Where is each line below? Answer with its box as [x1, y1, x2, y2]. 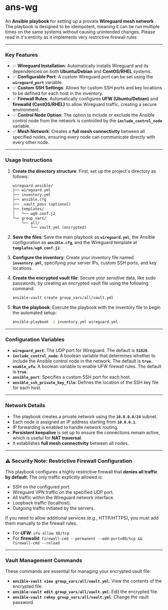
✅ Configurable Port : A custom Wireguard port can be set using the [12, 74, 153, 80]
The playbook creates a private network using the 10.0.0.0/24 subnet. [12, 413, 157, 419]
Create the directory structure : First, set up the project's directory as [12, 168, 156, 174]
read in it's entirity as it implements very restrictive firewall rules [5, 34, 137, 40]
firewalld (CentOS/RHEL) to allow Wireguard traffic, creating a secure [12, 101, 157, 107]
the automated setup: [12, 310, 56, 316]
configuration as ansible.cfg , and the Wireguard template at [12, 239, 137, 246]
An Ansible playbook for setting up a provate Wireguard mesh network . [5, 18, 156, 24]
